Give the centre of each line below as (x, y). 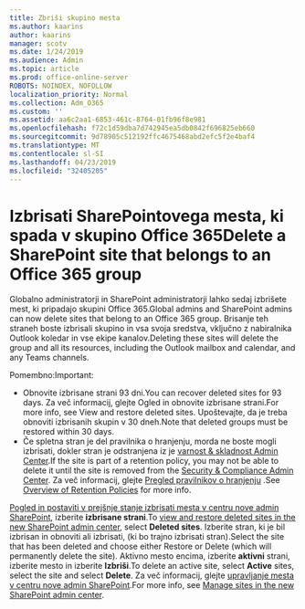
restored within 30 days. (68, 432)
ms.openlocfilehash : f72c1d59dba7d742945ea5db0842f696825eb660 (132, 129)
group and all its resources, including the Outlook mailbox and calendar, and (152, 348)
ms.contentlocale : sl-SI (57, 153)
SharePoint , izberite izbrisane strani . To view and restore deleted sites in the (153, 518)
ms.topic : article (44, 69)
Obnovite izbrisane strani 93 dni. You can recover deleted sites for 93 (152, 393)
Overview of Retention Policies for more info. (107, 490)
